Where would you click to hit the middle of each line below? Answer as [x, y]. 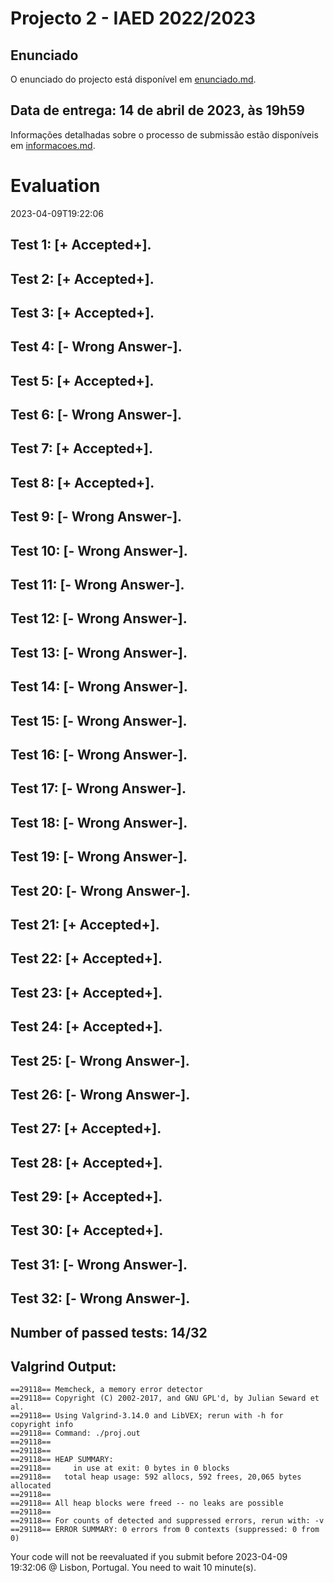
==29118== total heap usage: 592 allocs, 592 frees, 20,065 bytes [156, 1477]
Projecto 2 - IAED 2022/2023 [133, 18]
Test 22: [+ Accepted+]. [86, 958]
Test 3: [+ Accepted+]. [82, 312]
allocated [31, 1486]
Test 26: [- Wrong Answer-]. [100, 1094]
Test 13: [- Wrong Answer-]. [99, 652]
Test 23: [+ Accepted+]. [86, 992]
